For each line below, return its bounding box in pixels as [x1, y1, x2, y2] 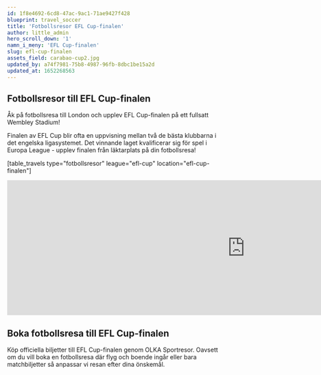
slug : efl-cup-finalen [7, 49, 72, 56]
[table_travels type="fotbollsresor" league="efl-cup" [7, 159, 156, 168]
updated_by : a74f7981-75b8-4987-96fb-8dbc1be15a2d [7, 61, 155, 68]
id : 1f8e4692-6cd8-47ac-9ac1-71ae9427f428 [7, 10, 130, 17]
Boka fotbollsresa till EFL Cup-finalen [7, 327, 169, 339]
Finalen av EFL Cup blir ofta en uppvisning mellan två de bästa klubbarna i [7, 132, 217, 140]
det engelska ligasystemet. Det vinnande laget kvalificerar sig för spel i [7, 138, 207, 147]
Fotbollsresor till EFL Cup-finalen [7, 93, 151, 104]
